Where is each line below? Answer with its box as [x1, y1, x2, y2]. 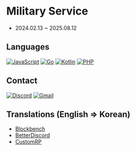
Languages [6, 42, 50, 52]
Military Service [6, 4, 89, 18]
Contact [6, 76, 38, 86]
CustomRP [15, 138, 42, 146]
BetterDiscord [15, 132, 50, 139]
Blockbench [15, 126, 46, 133]
